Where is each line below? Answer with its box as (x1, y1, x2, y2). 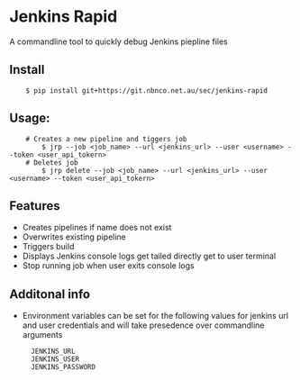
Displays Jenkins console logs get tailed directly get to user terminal (22, 250, 277, 262)
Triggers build (22, 241, 75, 252)
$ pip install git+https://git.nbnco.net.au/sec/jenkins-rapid (25, 86, 268, 95)
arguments (22, 330, 63, 340)
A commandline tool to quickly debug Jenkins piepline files (9, 36, 228, 47)
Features (9, 198, 60, 213)
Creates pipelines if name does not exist (22, 222, 172, 233)
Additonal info (9, 286, 91, 302)
